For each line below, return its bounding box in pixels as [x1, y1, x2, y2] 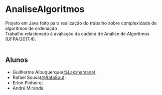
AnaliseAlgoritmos [5, 3, 85, 15]
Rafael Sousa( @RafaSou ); [12, 74, 66, 80]
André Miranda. [12, 85, 45, 91]
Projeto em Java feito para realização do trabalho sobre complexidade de [5, 20, 157, 26]
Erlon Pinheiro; [12, 79, 43, 85]
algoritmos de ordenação [5, 25, 57, 31]
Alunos [5, 56, 29, 64]
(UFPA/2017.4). [5, 36, 37, 42]
